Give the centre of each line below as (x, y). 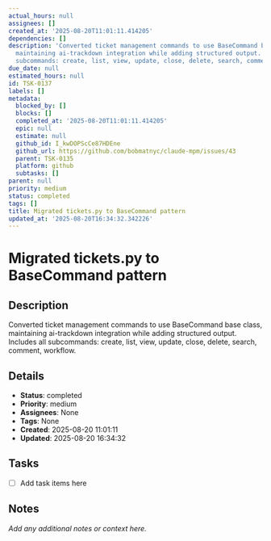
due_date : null (34, 69)
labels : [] (27, 91)
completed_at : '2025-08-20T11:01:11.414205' (92, 121)
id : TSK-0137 (30, 83)
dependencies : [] (38, 38)
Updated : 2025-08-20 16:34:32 (73, 438)
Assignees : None (49, 413)
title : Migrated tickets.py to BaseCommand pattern (97, 211)
